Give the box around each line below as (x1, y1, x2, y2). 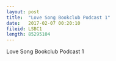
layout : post (6, 8, 40, 15)
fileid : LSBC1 (6, 25, 43, 32)
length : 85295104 (6, 31, 51, 37)
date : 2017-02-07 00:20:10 (6, 20, 81, 26)
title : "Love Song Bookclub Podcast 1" (6, 14, 111, 21)
